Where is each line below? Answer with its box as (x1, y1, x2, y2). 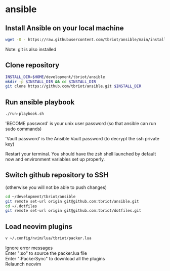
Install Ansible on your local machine (5, 24, 124, 32)
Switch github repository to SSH (5, 171, 109, 179)
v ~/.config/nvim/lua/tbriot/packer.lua (5, 236, 92, 241)
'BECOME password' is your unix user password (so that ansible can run (5, 121, 156, 126)
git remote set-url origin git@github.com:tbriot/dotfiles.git (5, 208, 142, 213)
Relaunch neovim (5, 261, 41, 267)
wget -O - (5, 37, 26, 42)
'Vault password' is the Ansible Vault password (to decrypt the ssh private (5, 136, 159, 141)
